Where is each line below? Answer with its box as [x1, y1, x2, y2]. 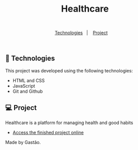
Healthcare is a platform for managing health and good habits [5, 120, 133, 126]
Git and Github [12, 88, 43, 94]
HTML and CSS [12, 77, 45, 84]
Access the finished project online [12, 129, 84, 135]
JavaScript [12, 83, 35, 89]
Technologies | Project [55, 29, 108, 35]
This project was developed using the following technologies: [5, 67, 133, 73]
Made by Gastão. [5, 139, 41, 145]
